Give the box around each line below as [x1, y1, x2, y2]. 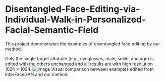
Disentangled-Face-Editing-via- [5, 3, 140, 15]
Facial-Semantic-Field [5, 25, 99, 36]
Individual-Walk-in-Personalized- [5, 14, 146, 25]
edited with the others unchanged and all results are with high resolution [5, 61, 153, 67]
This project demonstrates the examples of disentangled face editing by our [5, 40, 160, 46]
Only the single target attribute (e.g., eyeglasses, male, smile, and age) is [5, 55, 154, 61]
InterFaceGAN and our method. [5, 71, 69, 77]
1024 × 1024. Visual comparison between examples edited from [5, 66, 154, 72]
